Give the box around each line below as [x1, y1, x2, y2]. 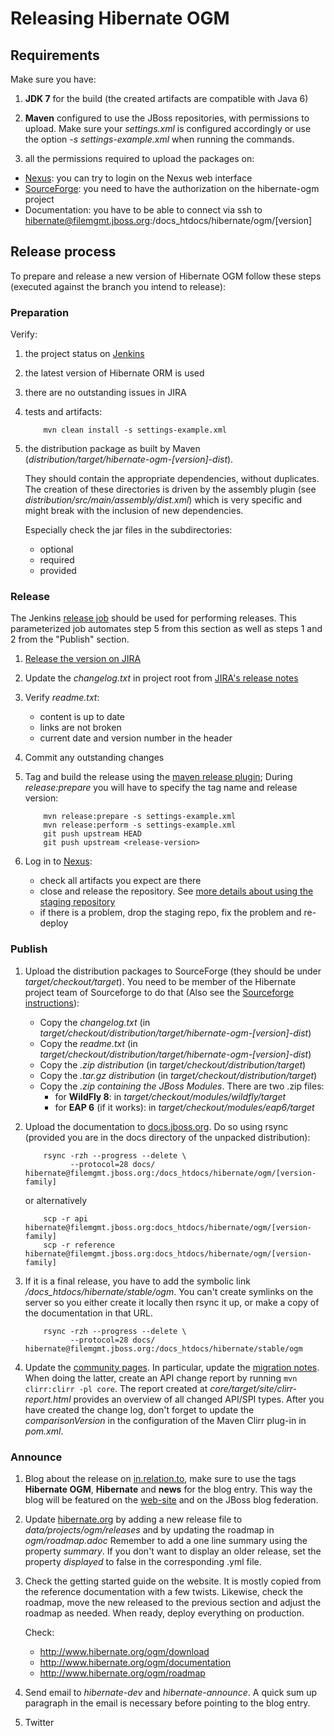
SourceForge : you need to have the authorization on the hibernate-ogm [24, 183, 320, 194]
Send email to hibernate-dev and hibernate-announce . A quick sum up [24, 1687, 317, 1698]
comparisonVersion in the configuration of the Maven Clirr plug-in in [24, 1414, 307, 1426]
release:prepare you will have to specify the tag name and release [24, 782, 298, 794]
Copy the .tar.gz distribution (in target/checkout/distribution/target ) [39, 1069, 318, 1081]
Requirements [10, 47, 100, 64]
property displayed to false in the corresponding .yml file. [24, 1556, 262, 1567]
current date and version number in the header [39, 732, 233, 744]
